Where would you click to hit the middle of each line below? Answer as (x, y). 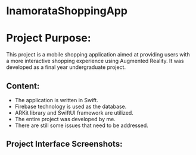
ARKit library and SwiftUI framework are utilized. (74, 113)
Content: (23, 86)
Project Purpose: (49, 38)
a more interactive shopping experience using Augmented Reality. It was (95, 61)
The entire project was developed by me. (65, 119)
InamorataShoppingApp (67, 11)
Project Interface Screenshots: (64, 144)
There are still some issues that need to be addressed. (82, 125)
